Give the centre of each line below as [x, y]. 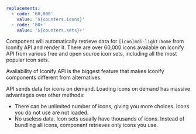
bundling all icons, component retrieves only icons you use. [86, 125]
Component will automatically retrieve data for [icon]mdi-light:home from [95, 42]
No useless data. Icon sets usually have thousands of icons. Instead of [99, 119]
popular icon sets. [28, 60]
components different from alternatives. [54, 78]
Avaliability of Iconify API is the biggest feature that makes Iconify [85, 71]
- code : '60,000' [32, 14]
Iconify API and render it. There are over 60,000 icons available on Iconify [95, 47]
